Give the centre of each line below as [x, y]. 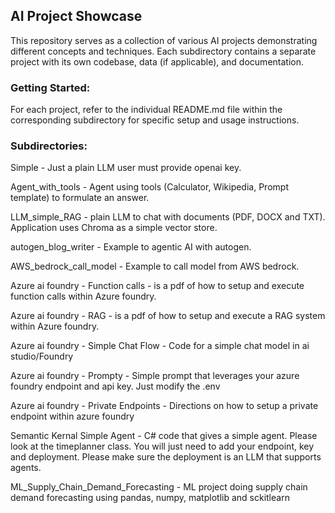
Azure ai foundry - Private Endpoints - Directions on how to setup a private [164, 406]
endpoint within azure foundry [72, 416]
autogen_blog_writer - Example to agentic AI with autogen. [131, 247]
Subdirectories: [49, 146]
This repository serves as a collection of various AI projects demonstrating [164, 40]
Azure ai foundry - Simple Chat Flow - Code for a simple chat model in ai [160, 346]
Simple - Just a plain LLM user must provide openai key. [126, 168]
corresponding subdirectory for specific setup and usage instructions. [155, 120]
